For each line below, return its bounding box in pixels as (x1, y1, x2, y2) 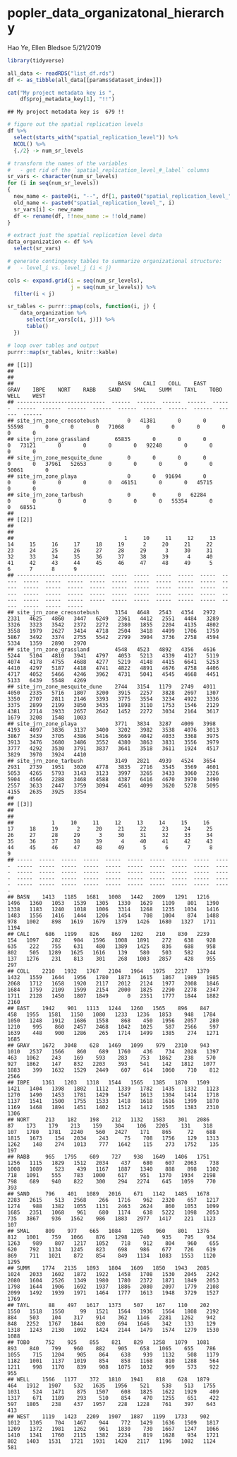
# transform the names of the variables (7, 160, 128, 167)
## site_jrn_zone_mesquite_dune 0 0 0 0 (7, 454, 207, 461)
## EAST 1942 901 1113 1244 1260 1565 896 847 (7, 1005, 210, 1012)
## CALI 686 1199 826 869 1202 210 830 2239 (7, 930, 210, 937)
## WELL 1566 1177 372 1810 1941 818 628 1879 (7, 1376, 210, 1383)
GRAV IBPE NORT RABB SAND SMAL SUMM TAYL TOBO (7, 386, 222, 393)
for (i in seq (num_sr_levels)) (7, 180, 99, 187)
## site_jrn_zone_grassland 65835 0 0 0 (7, 435, 207, 443)
